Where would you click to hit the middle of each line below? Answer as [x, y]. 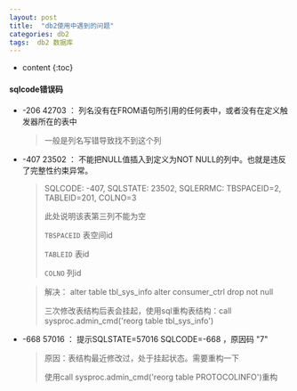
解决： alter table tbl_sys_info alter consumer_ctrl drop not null [159, 292]
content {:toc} [48, 68]
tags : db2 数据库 [41, 42]
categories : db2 [39, 34]
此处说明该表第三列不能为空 [95, 216]
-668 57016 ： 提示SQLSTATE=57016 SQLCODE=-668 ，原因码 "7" [145, 339]
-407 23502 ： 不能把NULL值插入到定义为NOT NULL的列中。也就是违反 [154, 159]
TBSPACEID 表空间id [78, 235]
